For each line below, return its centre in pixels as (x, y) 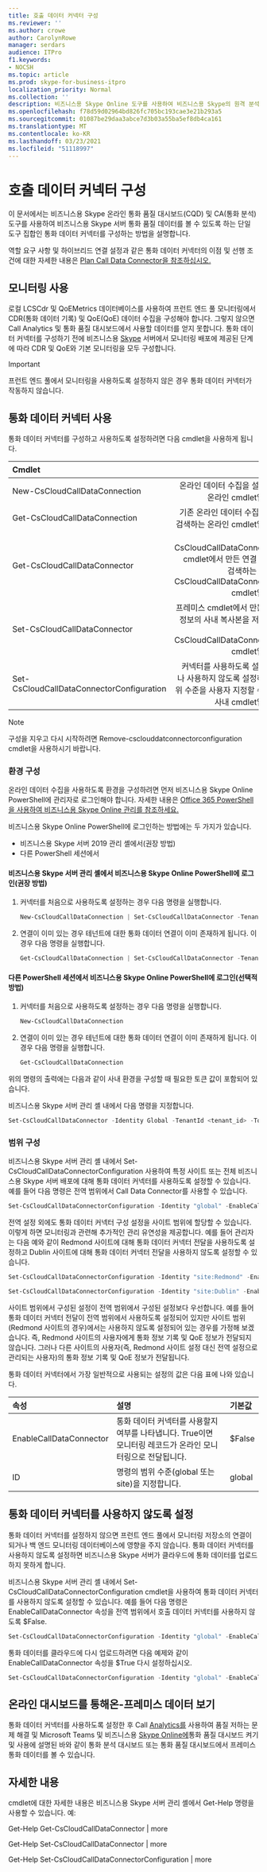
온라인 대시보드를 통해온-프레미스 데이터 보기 (112, 1704)
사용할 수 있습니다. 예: (42, 1813)
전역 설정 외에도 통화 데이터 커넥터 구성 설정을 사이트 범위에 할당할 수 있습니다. (130, 1222)
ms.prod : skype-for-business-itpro (67, 82)
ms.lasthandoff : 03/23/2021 (55, 141)
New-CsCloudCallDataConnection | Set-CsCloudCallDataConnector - (130, 917)
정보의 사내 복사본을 (215, 619)
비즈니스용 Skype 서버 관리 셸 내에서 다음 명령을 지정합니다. (101, 1106)
